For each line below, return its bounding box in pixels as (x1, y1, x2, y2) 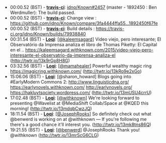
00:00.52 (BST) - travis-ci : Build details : (10, 26, 95, 32)
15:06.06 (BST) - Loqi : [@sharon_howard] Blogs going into (10, 74, 132, 79)
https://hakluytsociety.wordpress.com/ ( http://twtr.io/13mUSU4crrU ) (10, 90, 152, 95)
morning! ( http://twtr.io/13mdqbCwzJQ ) (10, 105, 92, 111)
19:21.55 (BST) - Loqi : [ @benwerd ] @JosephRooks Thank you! (10, 127, 140, 132)
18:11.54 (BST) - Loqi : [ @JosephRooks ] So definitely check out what (10, 111, 152, 117)
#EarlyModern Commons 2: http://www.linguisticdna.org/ (10, 79, 129, 85)
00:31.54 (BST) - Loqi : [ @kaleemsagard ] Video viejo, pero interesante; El (10, 36, 161, 42)
